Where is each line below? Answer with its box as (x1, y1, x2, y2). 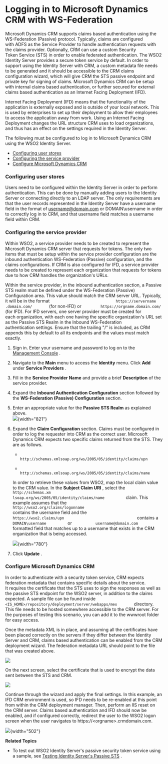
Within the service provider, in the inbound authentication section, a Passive (5, 281, 161, 288)
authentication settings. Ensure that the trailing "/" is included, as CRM (5, 324, 150, 330)
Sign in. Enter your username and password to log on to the (12, 344, 135, 350)
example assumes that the (12, 499, 67, 505)
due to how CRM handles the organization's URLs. (5, 272, 109, 278)
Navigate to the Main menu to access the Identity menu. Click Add (12, 359, 151, 365)
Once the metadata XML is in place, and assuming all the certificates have (5, 626, 158, 632)
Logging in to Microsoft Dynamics (5, 3, 148, 15)
